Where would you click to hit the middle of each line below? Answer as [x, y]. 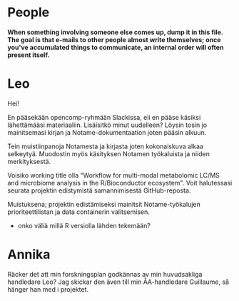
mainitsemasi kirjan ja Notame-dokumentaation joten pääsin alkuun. [107, 132]
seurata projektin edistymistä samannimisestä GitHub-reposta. [99, 190]
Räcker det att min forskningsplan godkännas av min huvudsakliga [105, 274]
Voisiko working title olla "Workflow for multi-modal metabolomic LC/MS [113, 175]
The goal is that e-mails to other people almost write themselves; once [114, 39]
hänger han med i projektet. [48, 289]
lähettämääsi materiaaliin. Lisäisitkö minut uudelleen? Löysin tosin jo [107, 125]
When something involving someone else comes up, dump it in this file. [115, 32]
